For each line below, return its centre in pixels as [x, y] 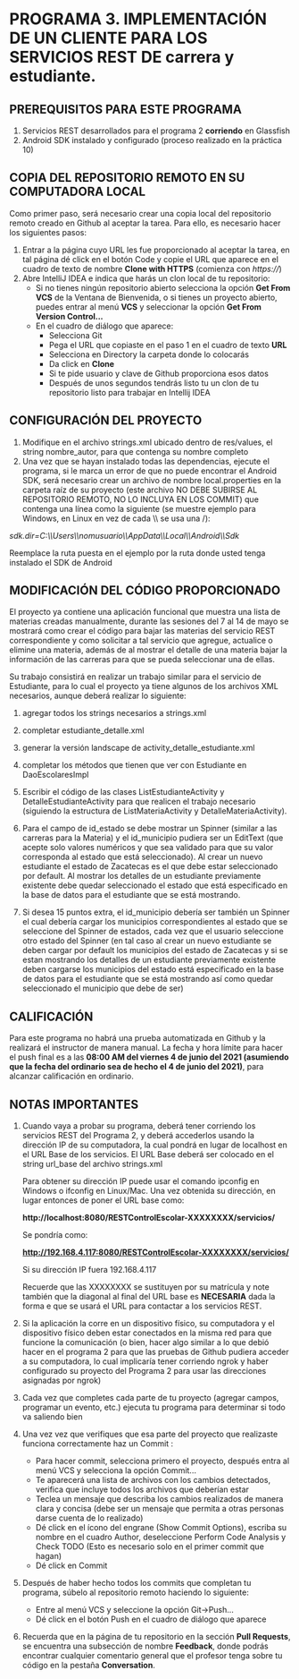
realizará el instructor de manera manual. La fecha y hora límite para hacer [146, 1048]
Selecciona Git [75, 335]
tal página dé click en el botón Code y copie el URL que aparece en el [150, 259]
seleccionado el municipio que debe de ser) [103, 988]
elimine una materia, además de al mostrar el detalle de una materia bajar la [148, 650]
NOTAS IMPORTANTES [74, 1104]
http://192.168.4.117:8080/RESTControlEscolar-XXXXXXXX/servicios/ [156, 1252]
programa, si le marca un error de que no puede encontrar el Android [149, 471]
